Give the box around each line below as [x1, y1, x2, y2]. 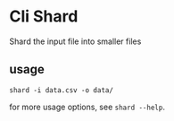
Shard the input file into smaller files [9, 36, 142, 47]
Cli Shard [9, 6, 79, 27]
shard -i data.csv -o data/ [9, 85, 114, 95]
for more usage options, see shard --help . [9, 101, 165, 112]
